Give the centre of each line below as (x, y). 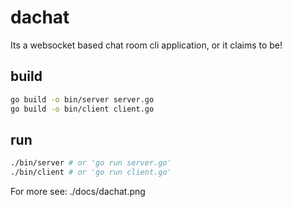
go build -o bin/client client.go (82, 109)
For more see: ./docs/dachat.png (78, 192)
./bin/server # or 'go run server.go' (91, 163)
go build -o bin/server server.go (82, 99)
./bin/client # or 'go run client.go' (91, 172)
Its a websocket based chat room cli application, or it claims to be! (146, 45)
